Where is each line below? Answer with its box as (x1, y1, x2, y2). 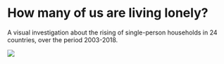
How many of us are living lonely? (7, 5, 209, 21)
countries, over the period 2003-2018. (7, 35, 118, 44)
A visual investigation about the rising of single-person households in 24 (7, 28, 218, 37)
